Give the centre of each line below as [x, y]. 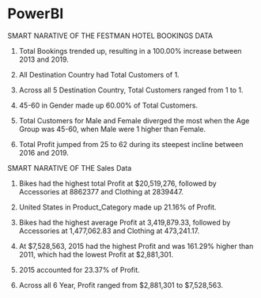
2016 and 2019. [43, 153]
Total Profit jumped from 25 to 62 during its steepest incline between [131, 144]
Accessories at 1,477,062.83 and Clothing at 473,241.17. [109, 231]
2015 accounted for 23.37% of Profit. [79, 270]
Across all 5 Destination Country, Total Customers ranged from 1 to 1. [131, 90]
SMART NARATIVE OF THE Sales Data [70, 168]
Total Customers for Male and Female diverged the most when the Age [134, 120]
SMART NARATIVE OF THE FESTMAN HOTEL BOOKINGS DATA [110, 36]
